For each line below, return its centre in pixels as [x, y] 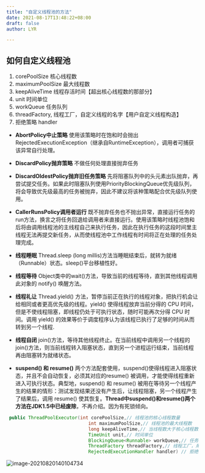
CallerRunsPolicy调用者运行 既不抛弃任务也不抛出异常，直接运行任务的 [105, 212]
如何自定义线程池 [38, 61]
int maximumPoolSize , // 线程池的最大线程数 [140, 423]
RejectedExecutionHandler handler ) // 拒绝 [143, 452]
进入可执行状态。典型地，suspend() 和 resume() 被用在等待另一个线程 [103, 383]
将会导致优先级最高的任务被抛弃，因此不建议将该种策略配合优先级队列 [103, 191]
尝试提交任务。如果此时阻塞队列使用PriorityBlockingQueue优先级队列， [105, 184]
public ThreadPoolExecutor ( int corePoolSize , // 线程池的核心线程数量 [95, 418]
